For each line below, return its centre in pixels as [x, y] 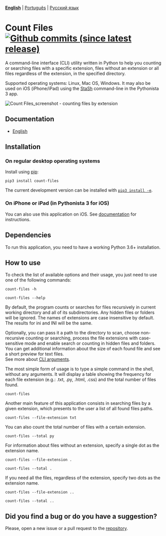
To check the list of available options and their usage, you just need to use [81, 275]
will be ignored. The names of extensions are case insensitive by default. [80, 318]
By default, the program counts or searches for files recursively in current [81, 307]
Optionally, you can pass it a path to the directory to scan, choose [73, 333]
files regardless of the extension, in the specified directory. [65, 73]
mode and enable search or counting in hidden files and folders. [90, 343]
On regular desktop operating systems [53, 161]
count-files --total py [30, 436]
